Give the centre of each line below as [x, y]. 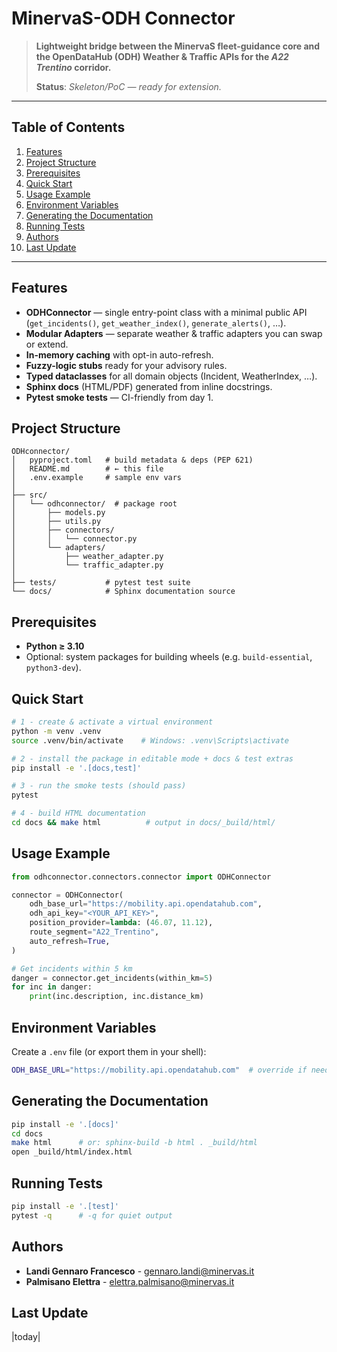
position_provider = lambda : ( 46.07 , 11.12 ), [121, 923]
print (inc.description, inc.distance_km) [116, 997]
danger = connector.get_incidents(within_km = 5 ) [112, 978]
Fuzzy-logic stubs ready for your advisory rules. [126, 365]
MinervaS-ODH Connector [123, 18]
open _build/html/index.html [72, 1152]
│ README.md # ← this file [87, 469]
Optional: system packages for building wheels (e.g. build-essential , [169, 657]
